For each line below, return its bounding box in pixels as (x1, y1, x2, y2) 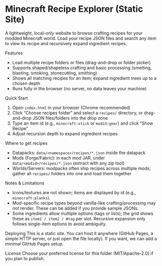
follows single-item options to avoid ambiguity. (12, 221, 107, 227)
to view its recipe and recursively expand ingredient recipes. (5, 40, 127, 46)
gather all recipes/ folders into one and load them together (12, 170, 132, 176)
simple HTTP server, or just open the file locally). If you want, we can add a (5, 236, 157, 241)
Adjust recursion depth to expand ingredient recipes (12, 131, 118, 136)
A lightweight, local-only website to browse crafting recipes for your (5, 30, 143, 36)
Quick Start (5, 95, 28, 101)
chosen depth (12, 80, 41, 86)
